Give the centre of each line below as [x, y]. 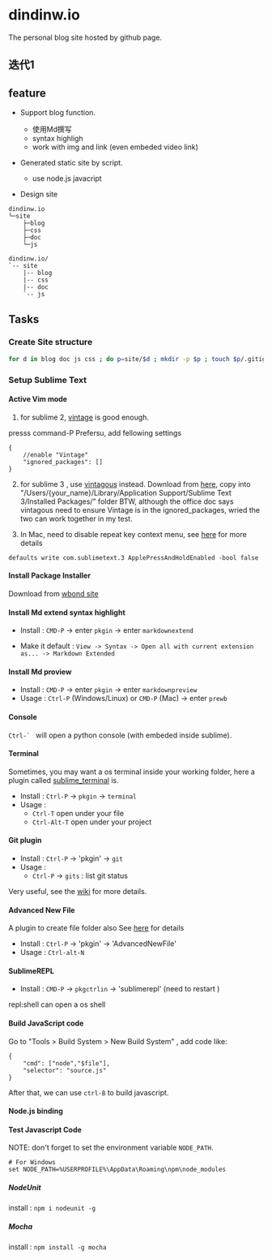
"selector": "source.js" [65, 1070]
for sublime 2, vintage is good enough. [85, 417]
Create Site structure [51, 342]
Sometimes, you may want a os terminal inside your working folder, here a [132, 772]
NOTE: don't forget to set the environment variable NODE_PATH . [111, 1148]
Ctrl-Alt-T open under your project [92, 822]
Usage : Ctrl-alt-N [52, 953]
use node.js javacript [67, 178]
